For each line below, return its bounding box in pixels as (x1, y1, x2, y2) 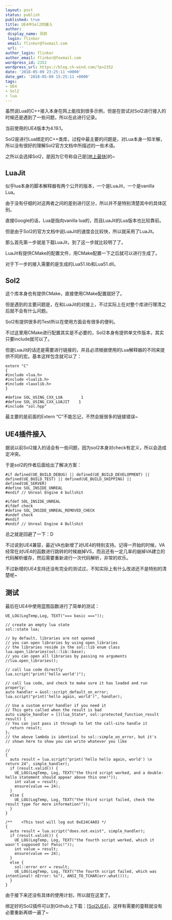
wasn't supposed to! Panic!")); (5, 842, 74, 847)
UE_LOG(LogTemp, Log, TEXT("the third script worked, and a (14, 770, 145, 775)
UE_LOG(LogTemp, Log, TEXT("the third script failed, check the (14, 797, 155, 802)
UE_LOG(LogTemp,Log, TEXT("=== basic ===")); (5, 613, 104, 618)
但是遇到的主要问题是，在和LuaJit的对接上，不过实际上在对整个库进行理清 (5, 301, 162, 308)
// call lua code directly (5, 667, 63, 672)
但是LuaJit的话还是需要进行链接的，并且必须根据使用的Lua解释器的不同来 (5, 347, 161, 353)
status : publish (5, 12, 40, 17)
